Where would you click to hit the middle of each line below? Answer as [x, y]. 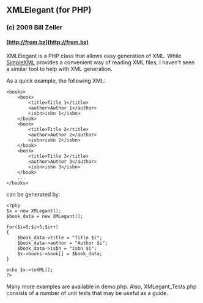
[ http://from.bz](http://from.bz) [48, 42]
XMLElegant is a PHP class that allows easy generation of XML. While [94, 56]
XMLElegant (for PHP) [49, 10]
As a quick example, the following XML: [56, 80]
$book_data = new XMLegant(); [45, 216]
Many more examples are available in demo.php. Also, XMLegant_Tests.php [102, 286]
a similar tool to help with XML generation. [60, 69]
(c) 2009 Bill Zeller [35, 28]
